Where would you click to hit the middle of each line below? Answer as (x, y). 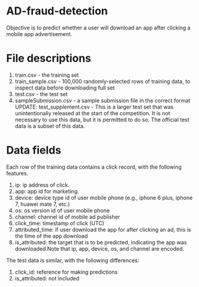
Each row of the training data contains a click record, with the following (94, 167)
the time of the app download (51, 236)
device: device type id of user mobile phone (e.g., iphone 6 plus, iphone (104, 198)
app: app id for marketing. (47, 191)
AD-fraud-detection (57, 11)
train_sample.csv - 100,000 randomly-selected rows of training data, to (102, 81)
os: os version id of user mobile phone (62, 210)
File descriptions (49, 59)
